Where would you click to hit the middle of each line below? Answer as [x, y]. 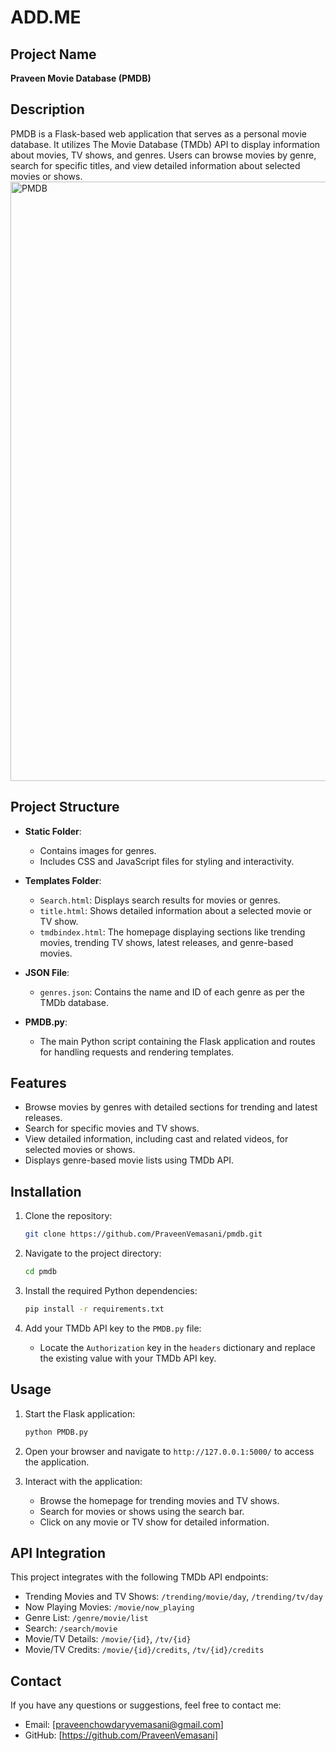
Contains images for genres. [98, 850]
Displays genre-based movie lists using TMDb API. [129, 1160]
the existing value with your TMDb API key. [128, 1358]
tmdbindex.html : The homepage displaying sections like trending [172, 932]
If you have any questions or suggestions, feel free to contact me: [146, 1705]
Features [38, 1083]
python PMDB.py [56, 1432]
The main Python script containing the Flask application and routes [177, 1041]
